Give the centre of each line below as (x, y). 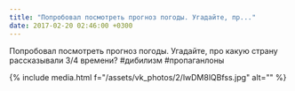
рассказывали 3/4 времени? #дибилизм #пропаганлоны (117, 60)
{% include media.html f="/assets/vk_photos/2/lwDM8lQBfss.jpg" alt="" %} (148, 77)
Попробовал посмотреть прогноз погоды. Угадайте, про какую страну (144, 50)
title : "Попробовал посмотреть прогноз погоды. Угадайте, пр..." (132, 17)
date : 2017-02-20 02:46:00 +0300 (71, 26)
